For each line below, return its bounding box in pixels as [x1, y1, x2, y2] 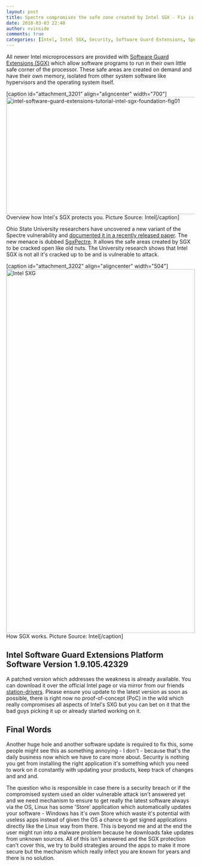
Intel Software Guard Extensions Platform [6, 650, 164, 660]
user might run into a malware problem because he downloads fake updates [6, 829, 194, 836]
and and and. [6, 772, 39, 780]
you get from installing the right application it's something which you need [6, 760, 189, 767]
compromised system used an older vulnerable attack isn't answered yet [6, 790, 185, 798]
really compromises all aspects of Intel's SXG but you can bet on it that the [6, 700, 190, 708]
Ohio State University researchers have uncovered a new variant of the [6, 226, 181, 232]
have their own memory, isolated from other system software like [6, 73, 166, 79]
